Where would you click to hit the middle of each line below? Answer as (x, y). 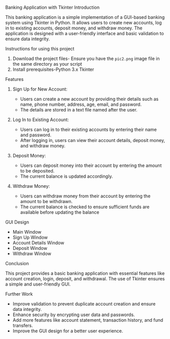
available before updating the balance (60, 212)
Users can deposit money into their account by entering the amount (91, 165)
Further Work (19, 294)
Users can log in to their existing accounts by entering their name (89, 130)
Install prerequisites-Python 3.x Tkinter (53, 69)
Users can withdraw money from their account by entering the (85, 196)
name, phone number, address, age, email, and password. (81, 104)
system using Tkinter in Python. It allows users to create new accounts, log (84, 23)
